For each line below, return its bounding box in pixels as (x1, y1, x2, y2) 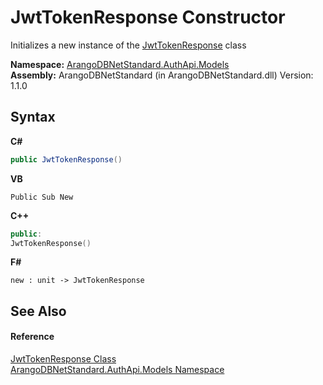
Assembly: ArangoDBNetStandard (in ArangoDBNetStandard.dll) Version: (10, 69, 314, 81)
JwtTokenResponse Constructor (10, 6, 286, 29)
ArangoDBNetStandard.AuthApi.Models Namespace (10, 363, 225, 375)
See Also (10, 302, 67, 320)
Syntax (10, 109, 56, 126)
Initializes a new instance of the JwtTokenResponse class (10, 39, 247, 51)
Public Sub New (10, 192, 74, 202)
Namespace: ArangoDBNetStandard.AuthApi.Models (10, 58, 230, 70)
